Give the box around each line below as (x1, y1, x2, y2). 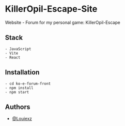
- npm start (5, 90, 29, 94)
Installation (5, 68, 40, 76)
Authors (5, 103, 31, 111)
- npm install (5, 85, 34, 90)
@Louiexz (12, 116, 32, 122)
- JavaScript (5, 46, 31, 52)
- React (5, 55, 21, 60)
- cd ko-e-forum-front (5, 81, 51, 86)
